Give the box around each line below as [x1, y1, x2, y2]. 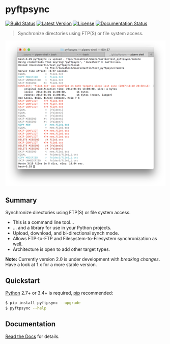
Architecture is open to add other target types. [12, 246, 110, 252]
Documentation [5, 320, 56, 329]
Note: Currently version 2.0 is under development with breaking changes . [5, 256, 160, 263]
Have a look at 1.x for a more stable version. [5, 262, 97, 268]
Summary [5, 196, 37, 205]
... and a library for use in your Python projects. [12, 225, 112, 231]
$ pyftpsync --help [5, 306, 47, 311]
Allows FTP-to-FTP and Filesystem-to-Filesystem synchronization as [12, 236, 157, 242]
